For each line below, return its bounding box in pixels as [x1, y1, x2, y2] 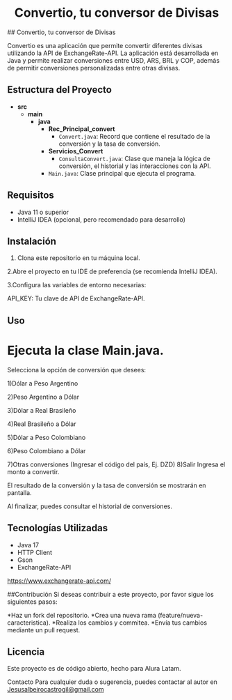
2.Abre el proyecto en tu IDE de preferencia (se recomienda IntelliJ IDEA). [7, 267, 217, 276]
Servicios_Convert [48, 146, 103, 155]
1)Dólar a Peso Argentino [7, 379, 78, 388]
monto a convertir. [7, 467, 60, 475]
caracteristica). [7, 618, 51, 627]
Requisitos [7, 190, 54, 201]
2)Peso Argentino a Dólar [7, 393, 80, 401]
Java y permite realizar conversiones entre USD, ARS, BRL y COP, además [7, 56, 220, 64]
